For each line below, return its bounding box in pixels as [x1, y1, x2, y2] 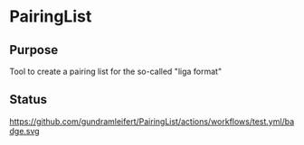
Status [9, 92, 48, 107]
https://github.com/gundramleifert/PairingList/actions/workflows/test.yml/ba [9, 115, 295, 127]
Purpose [9, 42, 59, 58]
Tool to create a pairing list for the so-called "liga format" [9, 66, 223, 77]
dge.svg [9, 125, 40, 136]
